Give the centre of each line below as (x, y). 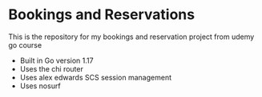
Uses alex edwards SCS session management (96, 77)
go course (25, 45)
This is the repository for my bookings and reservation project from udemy (131, 37)
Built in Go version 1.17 (56, 60)
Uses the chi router (52, 68)
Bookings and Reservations (101, 15)
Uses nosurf (40, 86)
